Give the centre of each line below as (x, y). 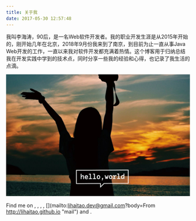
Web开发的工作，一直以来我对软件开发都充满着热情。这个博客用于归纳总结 (96, 51)
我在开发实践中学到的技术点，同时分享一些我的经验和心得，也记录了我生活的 (98, 58)
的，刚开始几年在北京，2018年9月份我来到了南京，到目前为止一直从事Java (96, 44)
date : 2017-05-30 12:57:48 (39, 18)
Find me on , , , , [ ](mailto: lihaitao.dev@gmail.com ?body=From (81, 206)
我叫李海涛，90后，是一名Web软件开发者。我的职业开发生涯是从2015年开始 (97, 36)
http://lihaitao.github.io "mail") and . (49, 212)
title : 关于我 (22, 12)
